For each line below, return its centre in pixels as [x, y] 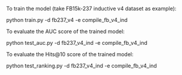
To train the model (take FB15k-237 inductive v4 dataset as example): [91, 9]
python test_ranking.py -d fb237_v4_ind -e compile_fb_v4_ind [81, 66]
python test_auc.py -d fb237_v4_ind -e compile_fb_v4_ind [77, 43]
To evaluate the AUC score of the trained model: [66, 31]
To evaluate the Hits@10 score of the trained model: [70, 54]
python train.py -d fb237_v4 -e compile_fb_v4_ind [67, 20]
